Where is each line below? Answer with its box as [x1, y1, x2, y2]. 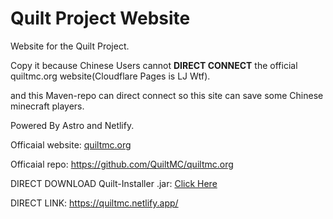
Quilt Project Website [10, 7, 191, 30]
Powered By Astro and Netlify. [10, 119, 135, 131]
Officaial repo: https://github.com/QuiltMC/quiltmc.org [10, 158, 234, 170]
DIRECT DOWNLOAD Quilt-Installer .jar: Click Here [10, 177, 218, 189]
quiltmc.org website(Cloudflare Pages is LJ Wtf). [10, 70, 211, 82]
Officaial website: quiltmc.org [10, 138, 132, 151]
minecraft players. [10, 100, 85, 112]
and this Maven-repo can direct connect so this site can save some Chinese [10, 89, 324, 101]
